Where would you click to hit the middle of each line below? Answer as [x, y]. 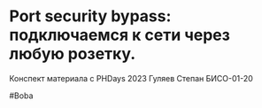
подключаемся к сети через [119, 35]
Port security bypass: [90, 16]
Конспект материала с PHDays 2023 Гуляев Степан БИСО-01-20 [131, 78]
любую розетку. [73, 54]
